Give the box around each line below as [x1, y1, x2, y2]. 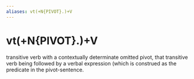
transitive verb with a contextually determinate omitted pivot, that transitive [6, 54, 189, 61]
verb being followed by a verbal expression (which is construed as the [6, 60, 177, 67]
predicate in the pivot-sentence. [6, 66, 84, 73]
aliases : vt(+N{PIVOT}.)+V [6, 8, 73, 15]
